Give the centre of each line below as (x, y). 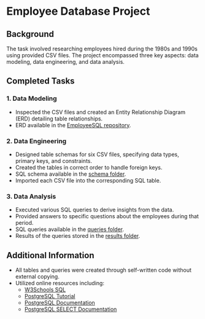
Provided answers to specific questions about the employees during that (107, 216)
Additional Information (50, 255)
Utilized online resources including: (60, 283)
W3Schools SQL (45, 289)
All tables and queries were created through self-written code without (103, 270)
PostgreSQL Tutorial (50, 296)
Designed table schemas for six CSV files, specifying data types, (97, 154)
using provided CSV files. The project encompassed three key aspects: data (102, 55)
